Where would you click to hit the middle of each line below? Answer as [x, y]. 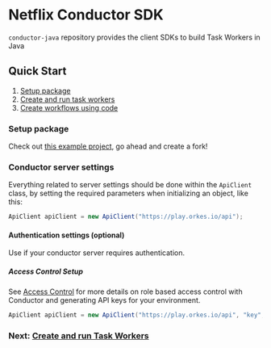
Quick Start [38, 71]
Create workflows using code [69, 107]
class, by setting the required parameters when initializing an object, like [128, 193]
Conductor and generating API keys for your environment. [104, 300]
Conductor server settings [61, 167]
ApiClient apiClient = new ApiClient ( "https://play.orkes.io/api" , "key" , [137, 315]
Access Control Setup [46, 271]
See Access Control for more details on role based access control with [126, 291]
